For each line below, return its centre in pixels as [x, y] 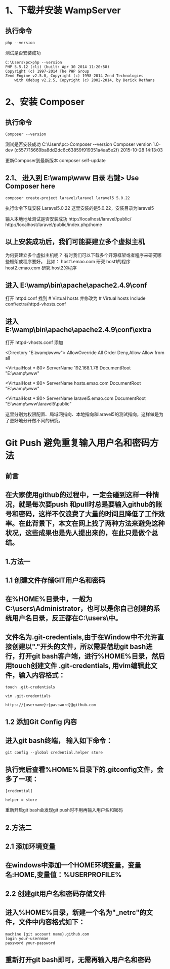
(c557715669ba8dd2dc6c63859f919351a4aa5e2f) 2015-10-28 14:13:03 [89, 150]
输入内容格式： [42, 675]
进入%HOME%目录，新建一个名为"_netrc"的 [76, 913]
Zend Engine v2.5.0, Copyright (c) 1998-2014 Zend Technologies [74, 76]
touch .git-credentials [30, 687]
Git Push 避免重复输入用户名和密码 [78, 443]
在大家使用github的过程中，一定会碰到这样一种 [79, 495]
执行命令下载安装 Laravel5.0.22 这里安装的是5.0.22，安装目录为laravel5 [80, 208]
